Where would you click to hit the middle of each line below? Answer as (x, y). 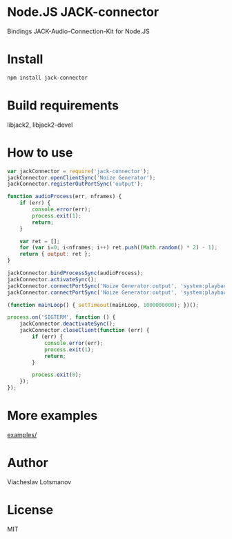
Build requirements (63, 105)
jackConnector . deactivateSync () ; (68, 324)
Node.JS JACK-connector (83, 12)
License (30, 510)
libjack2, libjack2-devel (40, 125)
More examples (52, 416)
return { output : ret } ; (55, 254)
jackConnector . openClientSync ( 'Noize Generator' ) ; (81, 177)
